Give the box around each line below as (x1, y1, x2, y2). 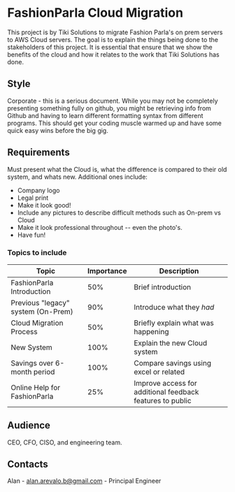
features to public (134, 396, 192, 405)
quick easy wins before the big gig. (7, 126, 108, 134)
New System (10, 342, 52, 352)
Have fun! (17, 231, 46, 239)
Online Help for (10, 382, 61, 392)
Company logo (17, 186, 60, 194)
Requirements (7, 147, 70, 159)
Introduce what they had (134, 302, 215, 312)
